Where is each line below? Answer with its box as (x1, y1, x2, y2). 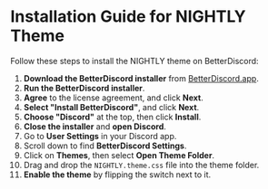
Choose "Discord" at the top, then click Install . (23, 111, 202, 122)
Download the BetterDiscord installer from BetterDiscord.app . (23, 72, 260, 83)
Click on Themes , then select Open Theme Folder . (23, 149, 215, 160)
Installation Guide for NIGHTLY (10, 6, 246, 27)
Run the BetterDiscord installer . (23, 82, 145, 93)
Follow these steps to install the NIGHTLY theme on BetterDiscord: (10, 55, 259, 66)
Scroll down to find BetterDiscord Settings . (23, 140, 187, 151)
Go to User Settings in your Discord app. (23, 130, 177, 141)
